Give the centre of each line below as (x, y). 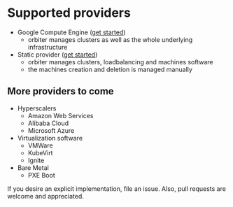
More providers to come (61, 91)
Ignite (36, 160)
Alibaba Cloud (48, 123)
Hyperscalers (37, 108)
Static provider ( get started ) (57, 55)
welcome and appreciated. (45, 196)
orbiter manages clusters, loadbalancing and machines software (120, 62)
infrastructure (48, 47)
